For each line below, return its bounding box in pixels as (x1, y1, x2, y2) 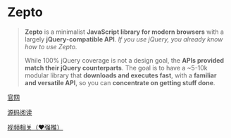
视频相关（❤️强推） (7, 123, 63, 131)
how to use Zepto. (24, 42, 77, 51)
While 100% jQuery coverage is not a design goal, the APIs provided (24, 56, 224, 64)
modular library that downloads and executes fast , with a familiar (24, 71, 217, 80)
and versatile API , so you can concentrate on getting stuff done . (24, 78, 216, 87)
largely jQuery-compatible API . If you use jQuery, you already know (24, 34, 223, 43)
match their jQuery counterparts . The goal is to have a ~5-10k (24, 63, 208, 72)
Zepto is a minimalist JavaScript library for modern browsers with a (24, 27, 224, 36)
